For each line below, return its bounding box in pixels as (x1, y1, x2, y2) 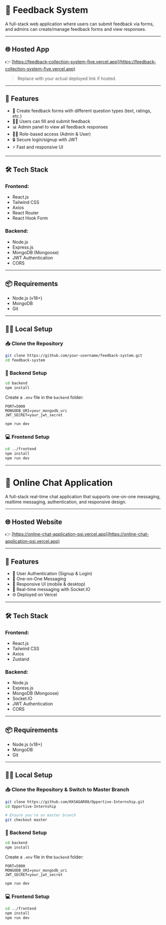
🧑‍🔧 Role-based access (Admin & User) (12, 131, 91, 137)
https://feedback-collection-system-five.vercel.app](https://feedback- (13, 59, 157, 65)
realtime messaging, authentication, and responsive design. (5, 499, 127, 505)
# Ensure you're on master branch (5, 813, 77, 818)
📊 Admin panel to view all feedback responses (12, 124, 108, 130)
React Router (12, 210, 39, 216)
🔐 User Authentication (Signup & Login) (12, 571, 92, 577)
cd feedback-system (5, 357, 45, 363)
